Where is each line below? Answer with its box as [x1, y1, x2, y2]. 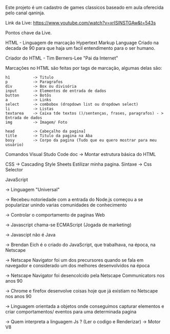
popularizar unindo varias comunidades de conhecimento [5, 202, 127, 208]
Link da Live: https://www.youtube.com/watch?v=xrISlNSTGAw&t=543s [5, 20, 156, 26]
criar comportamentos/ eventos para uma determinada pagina [5, 309, 137, 315]
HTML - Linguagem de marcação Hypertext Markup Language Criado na [5, 40, 159, 46]
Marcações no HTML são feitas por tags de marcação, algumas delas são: [5, 65, 162, 71]
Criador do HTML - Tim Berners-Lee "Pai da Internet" [5, 55, 119, 61]
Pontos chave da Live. [5, 30, 52, 35]
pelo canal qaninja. [5, 10, 45, 16]
